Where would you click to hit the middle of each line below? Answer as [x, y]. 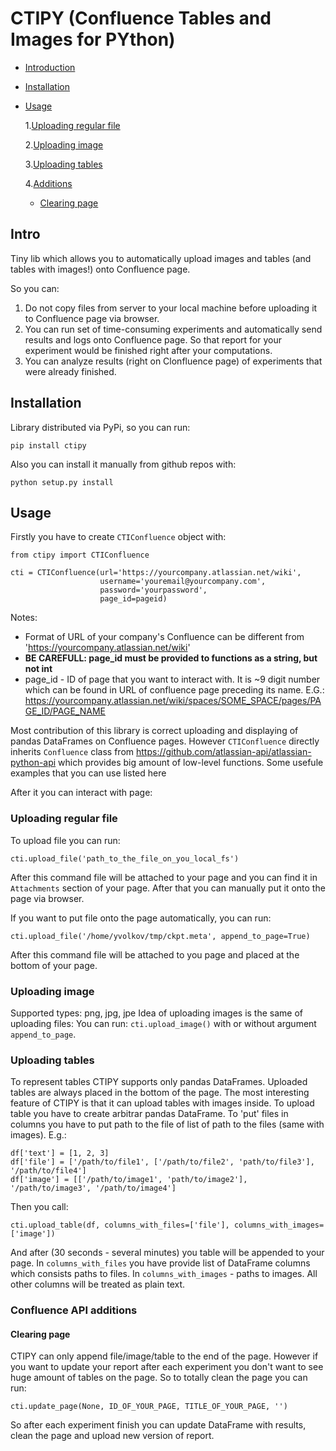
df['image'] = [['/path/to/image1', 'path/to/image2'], [129, 1180]
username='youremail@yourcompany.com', [183, 582]
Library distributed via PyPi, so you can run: [100, 427]
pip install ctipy [48, 445]
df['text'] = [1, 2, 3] [60, 1153]
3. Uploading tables [63, 164]
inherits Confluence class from [72, 752]
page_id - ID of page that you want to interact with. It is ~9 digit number [172, 679]
